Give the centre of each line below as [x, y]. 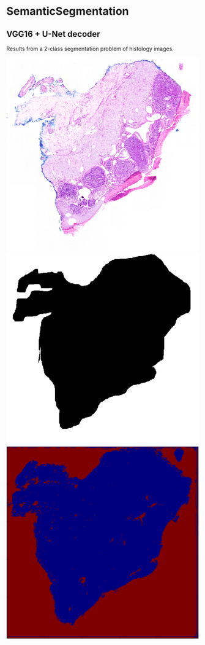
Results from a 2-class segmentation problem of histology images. [90, 49]
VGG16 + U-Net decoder [53, 34]
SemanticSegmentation [68, 11]
